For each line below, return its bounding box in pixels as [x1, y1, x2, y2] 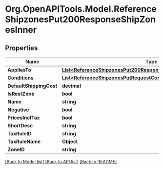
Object [61, 138, 78, 145]
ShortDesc [7, 122, 33, 129]
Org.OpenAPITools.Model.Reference [5, 3, 157, 15]
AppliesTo [7, 67, 32, 73]
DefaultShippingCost [7, 82, 58, 89]
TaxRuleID [7, 130, 32, 137]
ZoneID [7, 146, 25, 153]
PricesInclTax [7, 114, 40, 121]
